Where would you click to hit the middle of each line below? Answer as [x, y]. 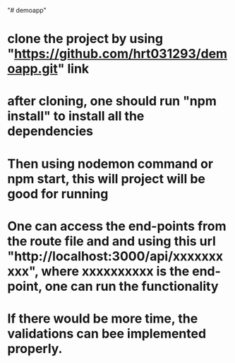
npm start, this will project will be [107, 179]
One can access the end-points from [117, 226]
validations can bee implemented [107, 334]
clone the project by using [85, 39]
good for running [58, 194]
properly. [35, 348]
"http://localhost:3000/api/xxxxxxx [115, 256]
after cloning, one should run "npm [112, 101]
